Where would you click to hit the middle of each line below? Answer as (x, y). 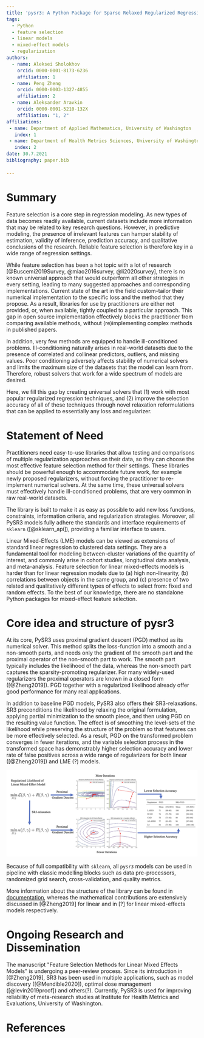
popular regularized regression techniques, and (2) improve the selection (98, 398)
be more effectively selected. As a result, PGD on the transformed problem (100, 736)
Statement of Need (55, 435)
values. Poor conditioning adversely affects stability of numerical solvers (97, 360)
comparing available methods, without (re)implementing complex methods (99, 323)
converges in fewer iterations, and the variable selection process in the (95, 742)
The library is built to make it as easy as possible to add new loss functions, (101, 509)
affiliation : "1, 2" (43, 115)
